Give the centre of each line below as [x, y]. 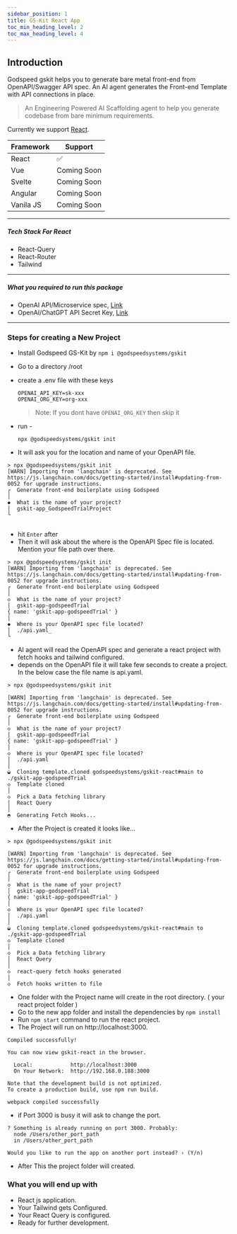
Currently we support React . [48, 130]
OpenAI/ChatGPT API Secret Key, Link [73, 313]
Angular [24, 193]
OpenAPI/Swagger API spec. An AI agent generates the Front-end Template [117, 87]
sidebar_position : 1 [38, 14]
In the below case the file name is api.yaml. [80, 673]
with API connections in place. [51, 95]
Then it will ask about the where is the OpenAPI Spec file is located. [116, 542]
